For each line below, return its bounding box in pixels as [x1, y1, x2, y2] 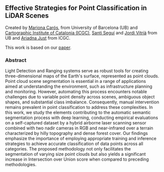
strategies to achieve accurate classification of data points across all [5, 141, 143, 147]
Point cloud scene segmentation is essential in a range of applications [5, 78, 146, 84]
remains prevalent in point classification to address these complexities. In [5, 104, 153, 110]
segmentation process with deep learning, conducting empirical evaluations [5, 115, 158, 121]
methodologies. [5, 162, 37, 168]
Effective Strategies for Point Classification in [5, 4, 147, 12]
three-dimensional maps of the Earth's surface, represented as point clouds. [5, 73, 160, 79]
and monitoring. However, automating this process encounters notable [5, 89, 147, 95]
